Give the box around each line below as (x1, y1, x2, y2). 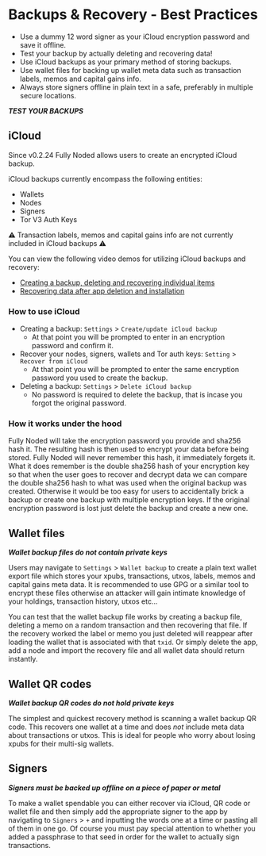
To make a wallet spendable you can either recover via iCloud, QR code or (8, 798, 251, 808)
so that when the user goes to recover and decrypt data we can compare (8, 470, 248, 479)
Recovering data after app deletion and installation (19, 286, 185, 295)
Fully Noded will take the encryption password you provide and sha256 (8, 436, 241, 446)
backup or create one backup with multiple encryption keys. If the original (8, 495, 250, 505)
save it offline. (19, 40, 66, 49)
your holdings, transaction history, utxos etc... (8, 597, 158, 606)
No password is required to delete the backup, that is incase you (31, 390, 243, 400)
